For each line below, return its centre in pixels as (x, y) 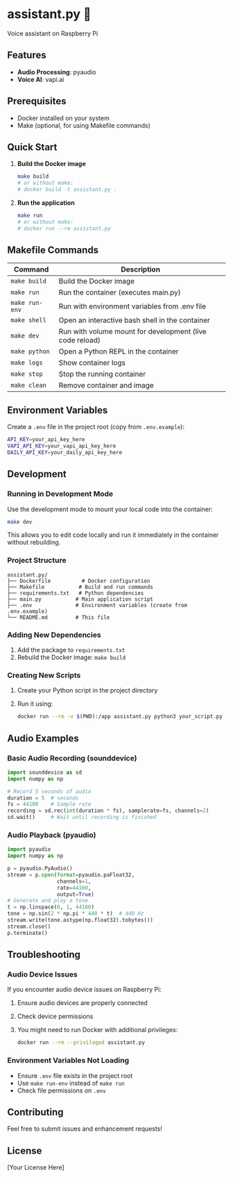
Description (141, 269)
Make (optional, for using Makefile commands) (84, 125)
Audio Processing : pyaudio (57, 72)
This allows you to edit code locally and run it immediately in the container (113, 535)
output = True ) (76, 894)
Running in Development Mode (60, 494)
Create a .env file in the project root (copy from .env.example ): (96, 427)
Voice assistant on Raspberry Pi (53, 33)
